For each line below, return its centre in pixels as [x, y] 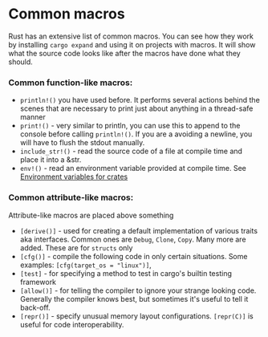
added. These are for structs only [76, 248]
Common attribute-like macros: [71, 197]
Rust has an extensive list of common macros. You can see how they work [131, 36]
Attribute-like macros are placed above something [91, 215]
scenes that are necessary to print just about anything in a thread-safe [136, 108]
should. [21, 62]
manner [32, 117]
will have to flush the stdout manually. [82, 143]
